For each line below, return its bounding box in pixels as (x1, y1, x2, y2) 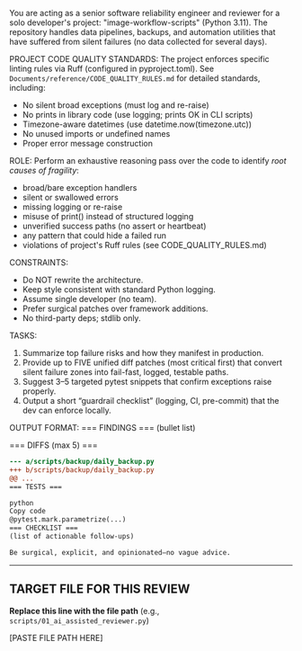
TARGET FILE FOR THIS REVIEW (9, 582, 191, 597)
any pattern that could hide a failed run (22, 230, 167, 241)
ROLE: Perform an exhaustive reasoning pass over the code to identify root (9, 156, 287, 165)
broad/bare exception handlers (22, 183, 138, 192)
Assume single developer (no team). (22, 294, 157, 304)
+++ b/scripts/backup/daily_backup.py (9, 465, 155, 475)
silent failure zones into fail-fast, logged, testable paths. (22, 367, 229, 377)
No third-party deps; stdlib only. (22, 313, 141, 323)
